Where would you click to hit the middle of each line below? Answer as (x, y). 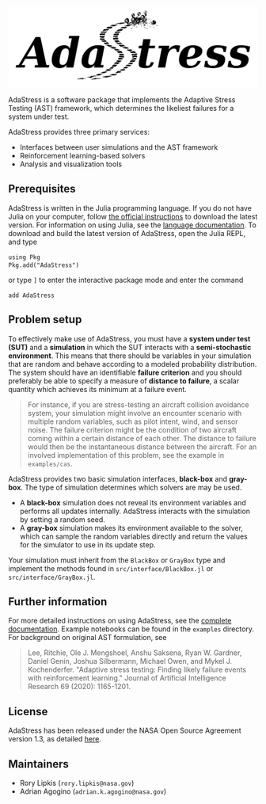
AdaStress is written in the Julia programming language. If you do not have (130, 208)
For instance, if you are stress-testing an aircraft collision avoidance (138, 404)
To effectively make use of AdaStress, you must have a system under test (129, 338)
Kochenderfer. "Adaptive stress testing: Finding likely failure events (137, 670)
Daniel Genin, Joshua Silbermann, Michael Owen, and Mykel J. (129, 661)
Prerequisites (42, 189)
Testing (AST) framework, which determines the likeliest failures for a (121, 108)
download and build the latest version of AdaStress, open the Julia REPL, (127, 233)
